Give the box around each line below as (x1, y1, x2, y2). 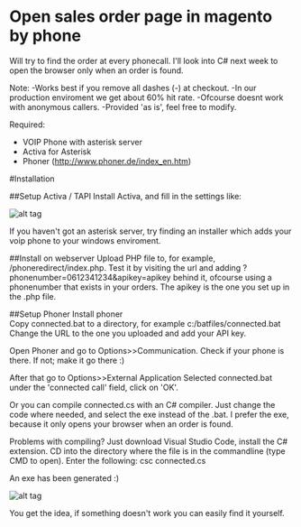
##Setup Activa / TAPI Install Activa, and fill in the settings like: (9, 190, 242, 201)
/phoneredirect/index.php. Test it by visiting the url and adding (9, 262, 242, 273)
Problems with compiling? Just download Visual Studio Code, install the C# (9, 436, 288, 447)
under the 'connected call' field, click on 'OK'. (9, 382, 178, 393)
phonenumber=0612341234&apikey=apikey (9, 272, 171, 282)
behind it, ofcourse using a (172, 272, 272, 282)
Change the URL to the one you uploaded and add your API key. (9, 328, 247, 338)
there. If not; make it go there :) (9, 355, 125, 365)
